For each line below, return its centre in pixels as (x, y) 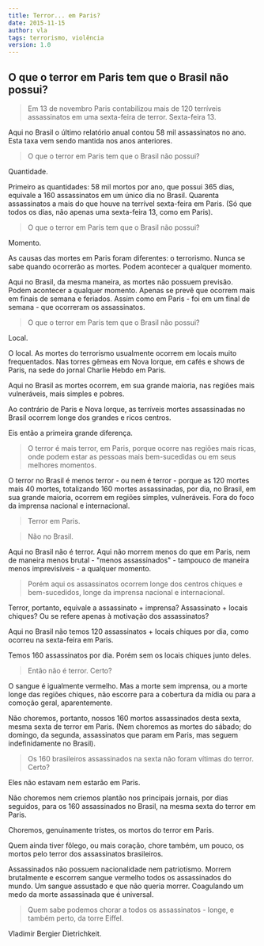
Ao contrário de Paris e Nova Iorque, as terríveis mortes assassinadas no (127, 409)
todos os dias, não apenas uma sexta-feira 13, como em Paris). (111, 212)
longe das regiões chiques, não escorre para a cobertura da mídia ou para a (132, 694)
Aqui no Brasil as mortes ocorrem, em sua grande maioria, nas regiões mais (132, 385)
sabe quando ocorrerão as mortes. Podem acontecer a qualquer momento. (130, 266)
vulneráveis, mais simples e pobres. (66, 394)
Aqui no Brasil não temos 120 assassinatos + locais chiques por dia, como (128, 631)
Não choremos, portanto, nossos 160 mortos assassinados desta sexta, (124, 718)
